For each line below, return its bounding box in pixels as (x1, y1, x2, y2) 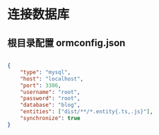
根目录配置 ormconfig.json (7, 37, 126, 49)
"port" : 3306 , (20, 82, 61, 89)
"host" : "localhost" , (20, 75, 83, 82)
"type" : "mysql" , (20, 69, 71, 76)
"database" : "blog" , (20, 102, 81, 109)
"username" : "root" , (20, 88, 81, 95)
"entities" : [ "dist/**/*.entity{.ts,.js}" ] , (20, 108, 153, 115)
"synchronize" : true (20, 115, 81, 122)
